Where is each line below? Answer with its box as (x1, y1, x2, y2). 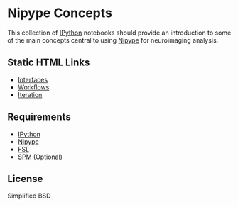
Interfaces (17, 75, 48, 84)
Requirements (7, 111, 71, 123)
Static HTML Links (7, 57, 90, 69)
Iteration (17, 90, 43, 99)
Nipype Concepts (7, 5, 112, 21)
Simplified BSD (7, 191, 51, 200)
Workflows (17, 83, 50, 91)
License (7, 172, 43, 185)
